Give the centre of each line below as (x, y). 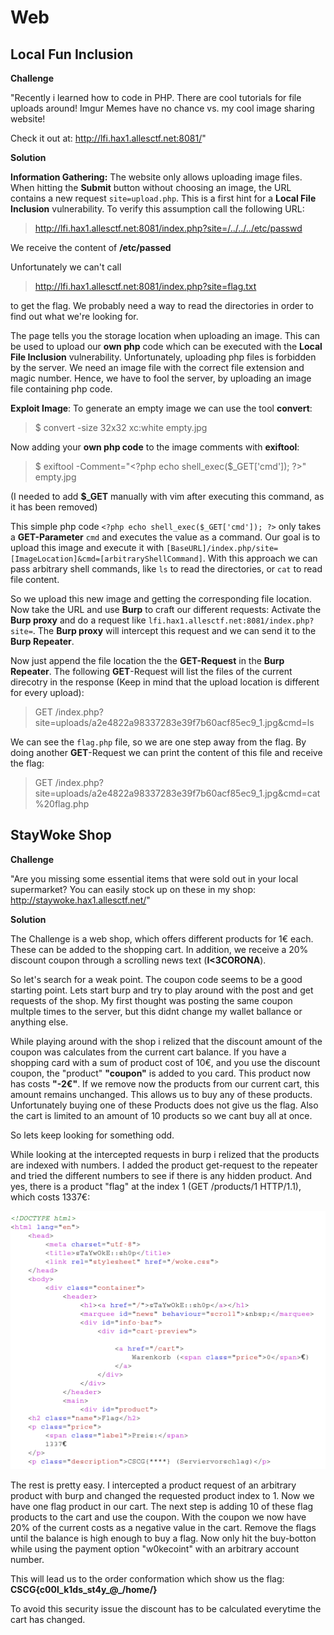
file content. (35, 579)
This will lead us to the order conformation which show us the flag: (147, 1578)
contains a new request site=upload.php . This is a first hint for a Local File (163, 198)
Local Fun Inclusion (72, 54)
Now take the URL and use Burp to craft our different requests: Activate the (166, 609)
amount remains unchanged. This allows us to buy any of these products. (161, 1094)
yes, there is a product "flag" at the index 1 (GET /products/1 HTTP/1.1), (156, 1186)
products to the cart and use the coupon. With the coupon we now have (158, 1517)
